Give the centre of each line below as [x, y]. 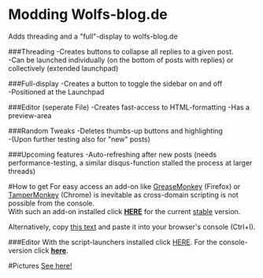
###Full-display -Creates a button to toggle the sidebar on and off [115, 83]
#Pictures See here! [40, 265]
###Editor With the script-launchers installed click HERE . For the [113, 242]
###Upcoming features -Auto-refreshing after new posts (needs [113, 154]
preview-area [30, 115]
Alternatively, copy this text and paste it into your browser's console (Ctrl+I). [132, 227]
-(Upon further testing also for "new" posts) [80, 139]
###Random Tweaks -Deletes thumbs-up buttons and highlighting [115, 131]
